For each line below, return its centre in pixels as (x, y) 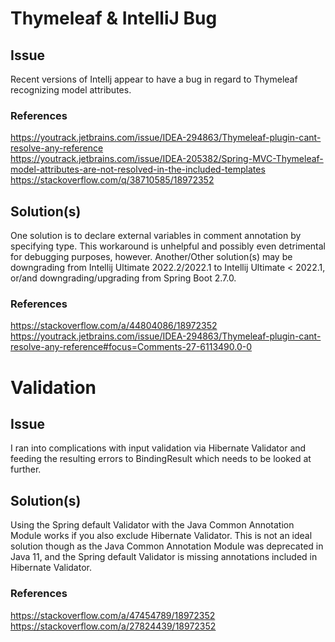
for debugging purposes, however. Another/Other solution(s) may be (151, 257)
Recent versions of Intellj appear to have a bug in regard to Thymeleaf (154, 79)
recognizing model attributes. (71, 90)
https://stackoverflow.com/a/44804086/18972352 (114, 326)
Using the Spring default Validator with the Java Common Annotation (152, 525)
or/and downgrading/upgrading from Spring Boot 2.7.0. (123, 278)
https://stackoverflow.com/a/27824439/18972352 (113, 626)
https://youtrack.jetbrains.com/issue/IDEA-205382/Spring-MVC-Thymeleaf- (167, 159)
